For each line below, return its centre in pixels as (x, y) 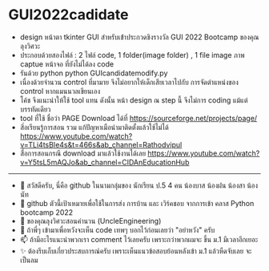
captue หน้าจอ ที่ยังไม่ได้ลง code (67, 64)
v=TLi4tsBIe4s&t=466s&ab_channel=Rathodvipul (101, 144)
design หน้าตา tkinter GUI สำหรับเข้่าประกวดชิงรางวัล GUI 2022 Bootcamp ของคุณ (139, 37)
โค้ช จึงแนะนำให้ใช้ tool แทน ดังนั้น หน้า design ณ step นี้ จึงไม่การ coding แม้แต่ (134, 100)
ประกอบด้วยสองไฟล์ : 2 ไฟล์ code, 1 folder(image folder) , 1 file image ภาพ (132, 55)
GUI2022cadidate (68, 15)
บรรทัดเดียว (35, 109)
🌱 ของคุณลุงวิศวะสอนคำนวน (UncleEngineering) (90, 220)
